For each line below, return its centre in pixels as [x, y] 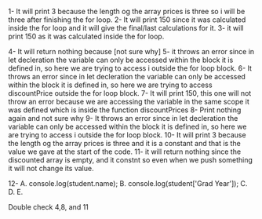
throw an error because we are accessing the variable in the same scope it [129, 102]
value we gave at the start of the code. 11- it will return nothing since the [125, 151]
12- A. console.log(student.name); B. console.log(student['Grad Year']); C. [128, 183]
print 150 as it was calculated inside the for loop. [86, 36]
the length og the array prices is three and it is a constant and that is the [124, 143]
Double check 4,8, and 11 [48, 207]
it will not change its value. [51, 168]
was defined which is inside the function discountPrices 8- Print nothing [125, 110]
